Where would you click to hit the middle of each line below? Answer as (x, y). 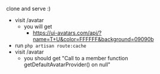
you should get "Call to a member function (76, 58)
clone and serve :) (28, 9)
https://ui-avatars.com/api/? (67, 33)
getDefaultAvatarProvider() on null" (67, 64)
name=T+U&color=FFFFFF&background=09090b (93, 39)
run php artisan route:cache (50, 45)
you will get (38, 27)
